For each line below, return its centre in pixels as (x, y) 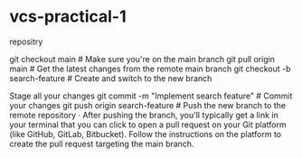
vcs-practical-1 (68, 17)
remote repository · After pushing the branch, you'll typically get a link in (144, 115)
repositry (26, 42)
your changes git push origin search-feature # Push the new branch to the (148, 105)
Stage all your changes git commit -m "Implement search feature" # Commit (151, 96)
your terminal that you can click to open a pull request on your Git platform (148, 125)
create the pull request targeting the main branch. (102, 144)
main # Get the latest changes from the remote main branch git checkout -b (150, 69)
